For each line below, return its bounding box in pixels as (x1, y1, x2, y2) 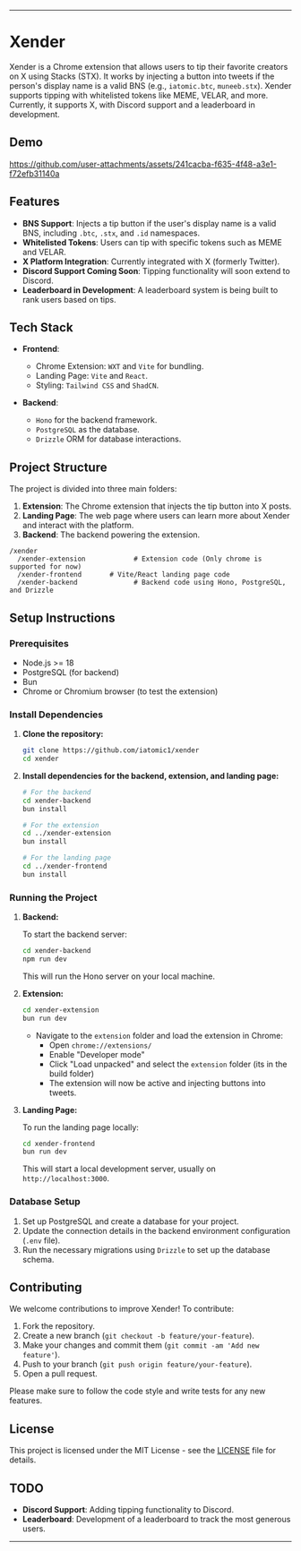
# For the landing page (21, 853, 112, 862)
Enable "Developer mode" (48, 1049, 145, 1059)
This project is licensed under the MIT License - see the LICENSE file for (9, 1445, 276, 1456)
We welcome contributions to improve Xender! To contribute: (9, 1304, 235, 1315)
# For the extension (21, 820, 99, 829)
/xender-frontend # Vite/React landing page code (17, 570, 230, 579)
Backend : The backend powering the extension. (21, 529, 201, 540)
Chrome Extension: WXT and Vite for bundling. (35, 361, 204, 372)
